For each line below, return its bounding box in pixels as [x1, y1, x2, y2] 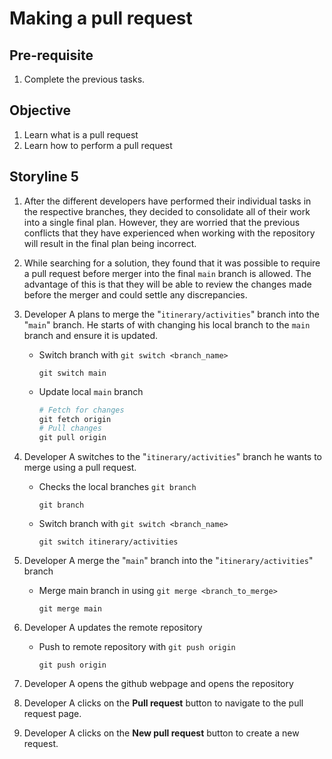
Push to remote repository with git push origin [38, 641, 236, 653]
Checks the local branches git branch [38, 481, 197, 493]
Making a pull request [9, 7, 193, 30]
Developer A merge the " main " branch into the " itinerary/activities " [23, 555, 314, 567]
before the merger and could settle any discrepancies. [23, 288, 248, 301]
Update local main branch [38, 385, 144, 397]
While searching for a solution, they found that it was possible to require [23, 257, 321, 269]
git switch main [38, 368, 107, 378]
